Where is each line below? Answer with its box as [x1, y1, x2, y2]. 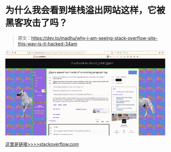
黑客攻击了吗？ [5, 17, 68, 29]
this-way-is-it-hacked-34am [17, 41, 78, 47]
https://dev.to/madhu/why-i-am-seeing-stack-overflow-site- [31, 35, 158, 41]
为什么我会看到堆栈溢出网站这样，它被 [5, 5, 166, 16]
